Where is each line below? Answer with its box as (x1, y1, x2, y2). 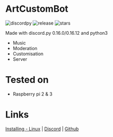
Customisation (12, 51, 44, 57)
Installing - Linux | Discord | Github (5, 126, 79, 132)
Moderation (12, 45, 37, 51)
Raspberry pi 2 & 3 (12, 90, 53, 97)
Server (12, 56, 27, 62)
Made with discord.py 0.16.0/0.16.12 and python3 (5, 30, 108, 36)
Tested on (5, 74, 49, 86)
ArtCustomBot (5, 3, 68, 15)
